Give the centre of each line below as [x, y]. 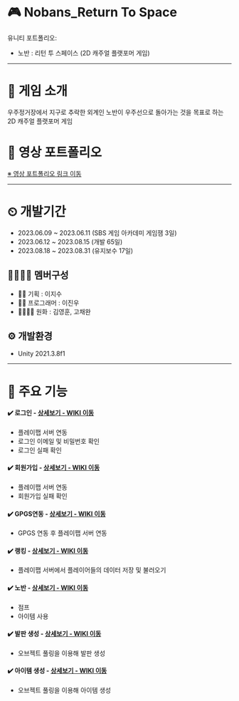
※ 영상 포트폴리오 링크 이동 [44, 173]
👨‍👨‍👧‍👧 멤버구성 [38, 275]
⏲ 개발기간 [37, 212]
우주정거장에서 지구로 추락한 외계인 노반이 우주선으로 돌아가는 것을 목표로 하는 [116, 112]
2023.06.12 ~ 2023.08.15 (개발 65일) [70, 242]
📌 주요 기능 [37, 391]
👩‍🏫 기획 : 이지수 [40, 294]
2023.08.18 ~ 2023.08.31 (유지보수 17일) [75, 250]
